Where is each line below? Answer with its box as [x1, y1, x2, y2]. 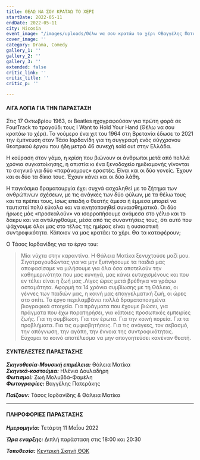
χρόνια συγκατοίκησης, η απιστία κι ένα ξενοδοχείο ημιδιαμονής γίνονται [6, 161, 189, 168]
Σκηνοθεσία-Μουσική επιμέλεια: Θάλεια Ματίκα [6, 361, 131, 368]
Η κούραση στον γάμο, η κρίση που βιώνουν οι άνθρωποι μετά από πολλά [6, 154, 190, 161]
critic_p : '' [6, 81, 39, 87]
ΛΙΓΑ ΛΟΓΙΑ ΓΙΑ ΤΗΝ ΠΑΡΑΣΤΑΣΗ [6, 104, 92, 111]
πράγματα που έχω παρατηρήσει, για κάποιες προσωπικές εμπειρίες [20, 309, 191, 316]
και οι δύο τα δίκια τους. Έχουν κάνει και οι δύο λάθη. [6, 173, 141, 180]
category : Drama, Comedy [6, 42, 68, 48]
